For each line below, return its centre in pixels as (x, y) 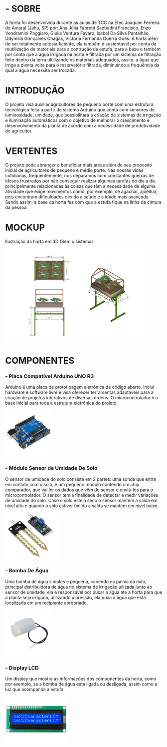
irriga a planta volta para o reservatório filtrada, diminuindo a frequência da (82, 65)
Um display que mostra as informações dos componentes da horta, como (81, 679)
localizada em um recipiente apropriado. (47, 603)
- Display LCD (22, 668)
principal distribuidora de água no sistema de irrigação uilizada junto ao (79, 587)
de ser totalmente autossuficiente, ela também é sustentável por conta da (81, 43)
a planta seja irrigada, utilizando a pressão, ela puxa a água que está (76, 597)
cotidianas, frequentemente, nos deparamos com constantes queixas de (80, 175)
